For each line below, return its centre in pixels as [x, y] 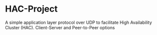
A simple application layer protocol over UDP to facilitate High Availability [79, 22]
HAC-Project [31, 9]
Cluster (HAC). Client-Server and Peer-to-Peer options [60, 27]
